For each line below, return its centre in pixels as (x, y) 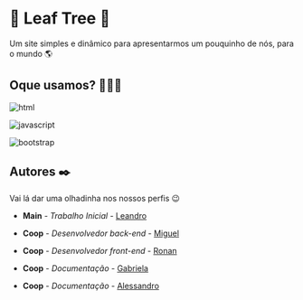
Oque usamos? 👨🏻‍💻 (66, 85)
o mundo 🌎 (31, 53)
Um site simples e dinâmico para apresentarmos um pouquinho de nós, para (151, 43)
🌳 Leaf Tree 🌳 (60, 19)
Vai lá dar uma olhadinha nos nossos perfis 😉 (95, 198)
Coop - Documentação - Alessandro (91, 286)
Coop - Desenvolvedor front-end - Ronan (100, 250)
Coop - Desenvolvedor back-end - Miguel (100, 233)
